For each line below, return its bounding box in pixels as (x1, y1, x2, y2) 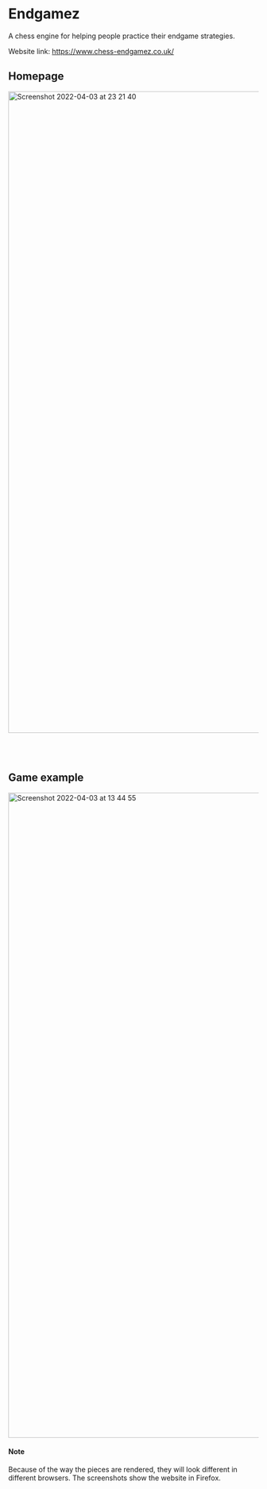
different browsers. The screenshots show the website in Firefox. (8, 1473, 221, 1483)
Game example (8, 771, 84, 785)
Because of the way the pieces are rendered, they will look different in (8, 1464, 238, 1474)
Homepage (8, 69, 64, 84)
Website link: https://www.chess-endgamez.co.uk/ (8, 46, 175, 56)
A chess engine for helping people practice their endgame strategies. (8, 31, 236, 41)
